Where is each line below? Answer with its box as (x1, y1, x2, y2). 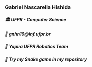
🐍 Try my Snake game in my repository (5, 56, 87, 62)
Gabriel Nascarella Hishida (5, 4, 71, 11)
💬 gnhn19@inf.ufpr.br (5, 31, 51, 37)
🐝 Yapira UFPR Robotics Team (5, 44, 68, 50)
